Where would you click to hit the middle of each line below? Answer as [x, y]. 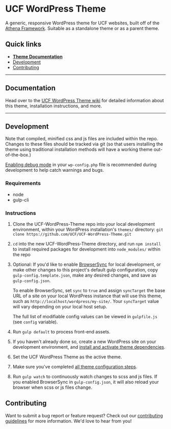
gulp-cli [21, 200]
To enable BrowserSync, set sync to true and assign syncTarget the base [89, 290]
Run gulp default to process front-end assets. [62, 331]
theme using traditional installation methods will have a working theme [79, 149]
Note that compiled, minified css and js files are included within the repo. [82, 139]
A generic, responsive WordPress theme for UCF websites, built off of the [82, 23]
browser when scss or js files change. [52, 387]
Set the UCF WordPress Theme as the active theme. [67, 357]
